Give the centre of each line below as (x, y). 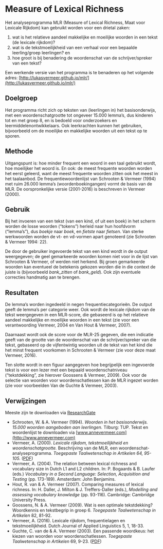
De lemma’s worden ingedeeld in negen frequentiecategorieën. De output (79, 305)
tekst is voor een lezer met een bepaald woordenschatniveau (66, 370)
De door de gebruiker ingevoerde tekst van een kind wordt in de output (76, 251)
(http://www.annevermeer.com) (44, 437)
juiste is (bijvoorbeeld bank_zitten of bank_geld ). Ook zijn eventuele (73, 272)
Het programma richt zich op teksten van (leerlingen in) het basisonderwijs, (81, 110)
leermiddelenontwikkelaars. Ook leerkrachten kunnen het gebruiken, (74, 125)
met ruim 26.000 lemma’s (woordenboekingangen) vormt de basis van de (79, 183)
